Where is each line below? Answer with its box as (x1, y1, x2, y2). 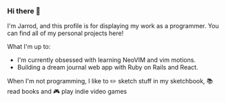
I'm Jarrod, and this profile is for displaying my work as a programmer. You (7, 22, 219, 30)
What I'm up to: (7, 43, 51, 51)
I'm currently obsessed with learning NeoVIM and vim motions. (17, 56, 196, 64)
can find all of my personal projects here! (7, 29, 124, 37)
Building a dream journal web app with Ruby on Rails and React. (17, 63, 198, 72)
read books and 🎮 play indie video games (7, 88, 127, 96)
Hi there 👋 (7, 6, 41, 16)
